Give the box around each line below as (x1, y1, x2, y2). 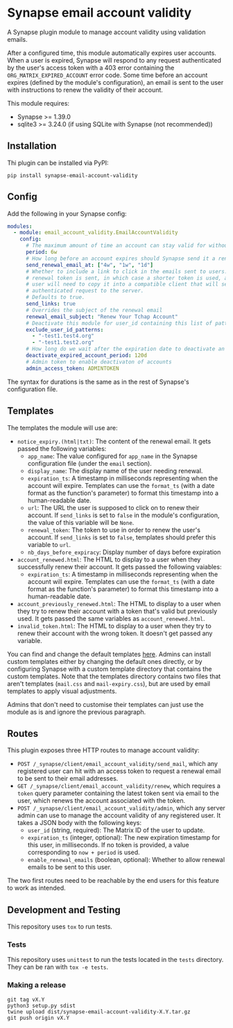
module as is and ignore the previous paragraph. (7, 708, 146, 716)
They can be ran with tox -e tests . (7, 963, 109, 971)
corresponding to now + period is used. (27, 848, 140, 856)
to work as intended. (7, 884, 66, 892)
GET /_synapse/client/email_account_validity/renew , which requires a (17, 782, 221, 790)
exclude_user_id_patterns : (25, 326, 104, 333)
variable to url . (27, 540, 71, 548)
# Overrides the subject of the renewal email (25, 307, 163, 313)
